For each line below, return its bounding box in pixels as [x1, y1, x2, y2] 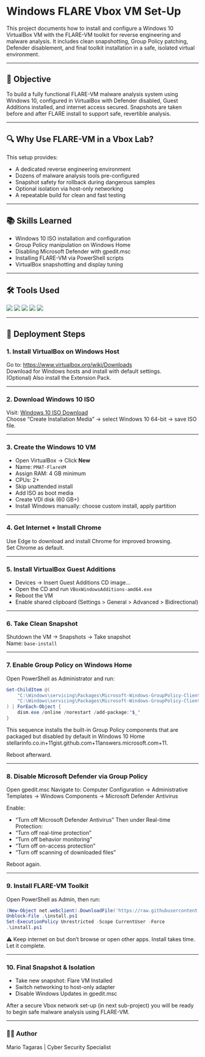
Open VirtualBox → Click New [15, 457, 90, 464]
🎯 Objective [6, 74, 51, 85]
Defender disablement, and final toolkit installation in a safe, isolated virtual [6, 44, 195, 51]
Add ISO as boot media [15, 489, 74, 497]
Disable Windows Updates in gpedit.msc [15, 990, 118, 998]
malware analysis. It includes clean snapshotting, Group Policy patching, [6, 37, 189, 45]
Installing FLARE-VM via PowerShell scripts [15, 254, 124, 261]
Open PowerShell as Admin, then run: [6, 895, 101, 903]
